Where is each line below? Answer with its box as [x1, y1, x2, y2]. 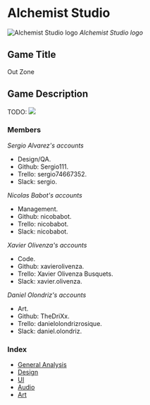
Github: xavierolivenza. [17, 262, 85, 270]
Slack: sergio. [17, 177, 58, 186]
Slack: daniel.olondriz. [17, 327, 82, 335]
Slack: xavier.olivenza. [17, 277, 82, 285]
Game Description [7, 88, 89, 100]
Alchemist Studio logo [79, 28, 143, 37]
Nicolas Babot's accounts [7, 191, 82, 199]
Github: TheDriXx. [17, 312, 70, 320]
